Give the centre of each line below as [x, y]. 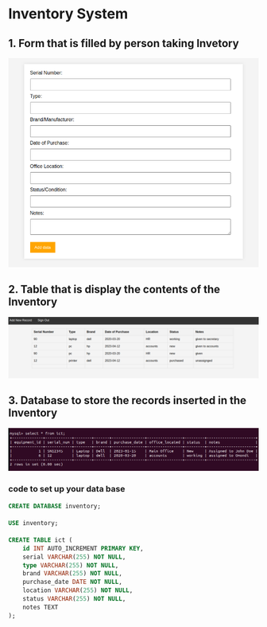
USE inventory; [33, 523]
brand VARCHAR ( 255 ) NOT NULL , [73, 574]
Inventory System [68, 14]
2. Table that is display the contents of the [114, 290]
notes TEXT [41, 607]
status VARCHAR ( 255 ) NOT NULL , [74, 599]
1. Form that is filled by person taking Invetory [124, 43]
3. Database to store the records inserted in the [128, 400]
